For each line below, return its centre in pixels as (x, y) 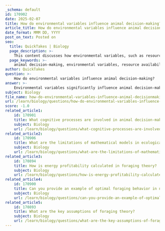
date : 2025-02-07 (23, 19)
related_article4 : (24, 180)
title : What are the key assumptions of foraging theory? (74, 212)
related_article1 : (24, 111)
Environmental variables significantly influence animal (73, 88)
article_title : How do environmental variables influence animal (73, 28)
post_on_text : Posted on (30, 38)
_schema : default (23, 10)
